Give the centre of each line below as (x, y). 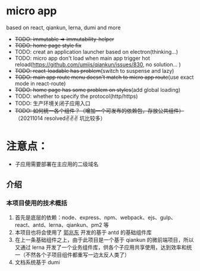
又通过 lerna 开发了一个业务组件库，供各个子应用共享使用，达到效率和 (101, 247)
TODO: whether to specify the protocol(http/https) (76, 96)
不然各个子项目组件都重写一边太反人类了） (77, 254)
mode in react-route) (40, 83)
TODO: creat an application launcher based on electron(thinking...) (96, 51)
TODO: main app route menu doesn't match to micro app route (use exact (104, 77)
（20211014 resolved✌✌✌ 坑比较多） (60, 118)
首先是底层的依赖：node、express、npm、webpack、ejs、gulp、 (96, 217)
